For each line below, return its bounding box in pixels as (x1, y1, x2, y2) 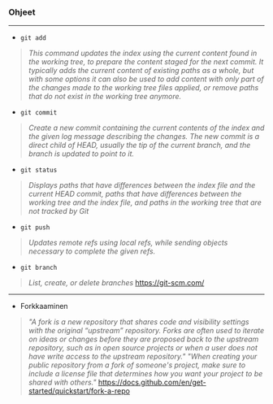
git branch (19, 263, 58, 272)
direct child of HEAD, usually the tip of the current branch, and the (28, 141, 251, 150)
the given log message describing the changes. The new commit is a (28, 132, 260, 141)
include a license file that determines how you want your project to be (28, 369, 263, 379)
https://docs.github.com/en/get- (97, 377, 206, 388)
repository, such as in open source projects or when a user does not (28, 343, 258, 353)
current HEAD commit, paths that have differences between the (28, 189, 242, 199)
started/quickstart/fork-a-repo (28, 386, 130, 396)
